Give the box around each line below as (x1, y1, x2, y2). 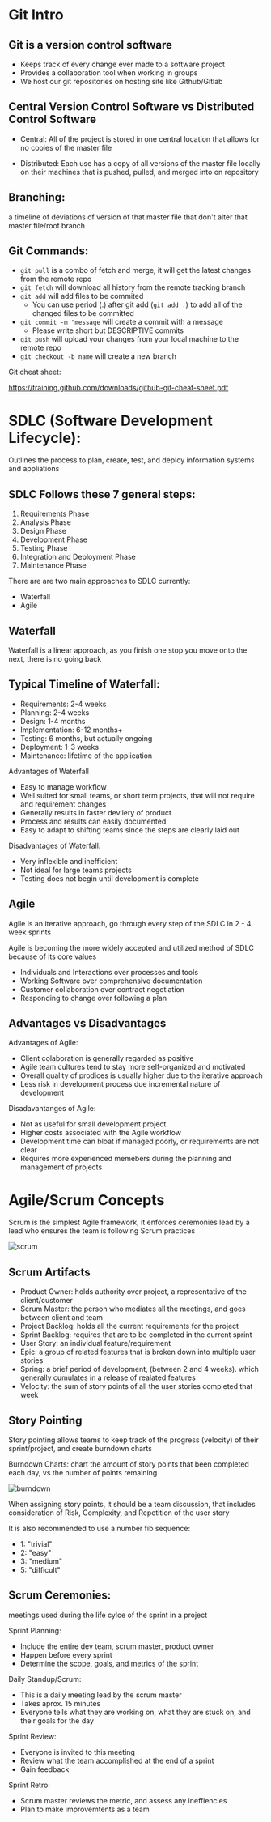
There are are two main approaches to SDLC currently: (8, 577, 191, 586)
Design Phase (19, 526, 67, 536)
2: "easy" (19, 1548, 52, 1557)
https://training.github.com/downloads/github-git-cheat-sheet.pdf (8, 383, 229, 393)
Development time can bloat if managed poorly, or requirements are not (19, 1136, 260, 1147)
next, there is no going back (8, 654, 102, 663)
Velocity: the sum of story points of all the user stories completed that (19, 1381, 253, 1391)
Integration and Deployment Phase (19, 552, 136, 562)
